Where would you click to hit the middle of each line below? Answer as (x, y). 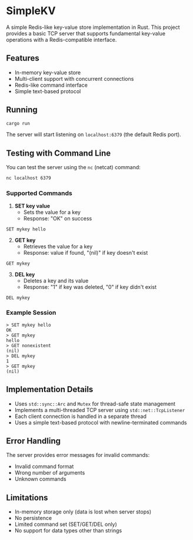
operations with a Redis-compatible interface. (61, 39)
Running (22, 110)
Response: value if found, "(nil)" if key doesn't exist (86, 253)
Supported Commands (39, 193)
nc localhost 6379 (29, 178)
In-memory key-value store (48, 73)
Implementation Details (50, 389)
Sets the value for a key (52, 212)
